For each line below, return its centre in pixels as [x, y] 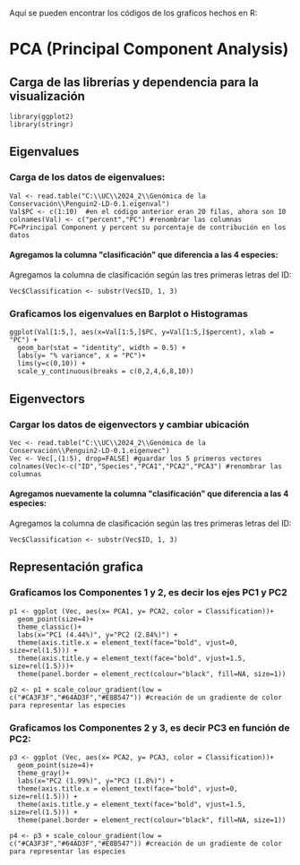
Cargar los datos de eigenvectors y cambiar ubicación [129, 424]
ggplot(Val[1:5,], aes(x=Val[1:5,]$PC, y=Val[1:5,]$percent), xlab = [142, 332]
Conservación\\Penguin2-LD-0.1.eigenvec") [90, 450]
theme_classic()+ [50, 627]
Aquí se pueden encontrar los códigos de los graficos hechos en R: [133, 13]
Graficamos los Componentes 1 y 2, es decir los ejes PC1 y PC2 [149, 593]
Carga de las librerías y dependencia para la [134, 82]
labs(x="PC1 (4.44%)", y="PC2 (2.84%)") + [98, 635]
